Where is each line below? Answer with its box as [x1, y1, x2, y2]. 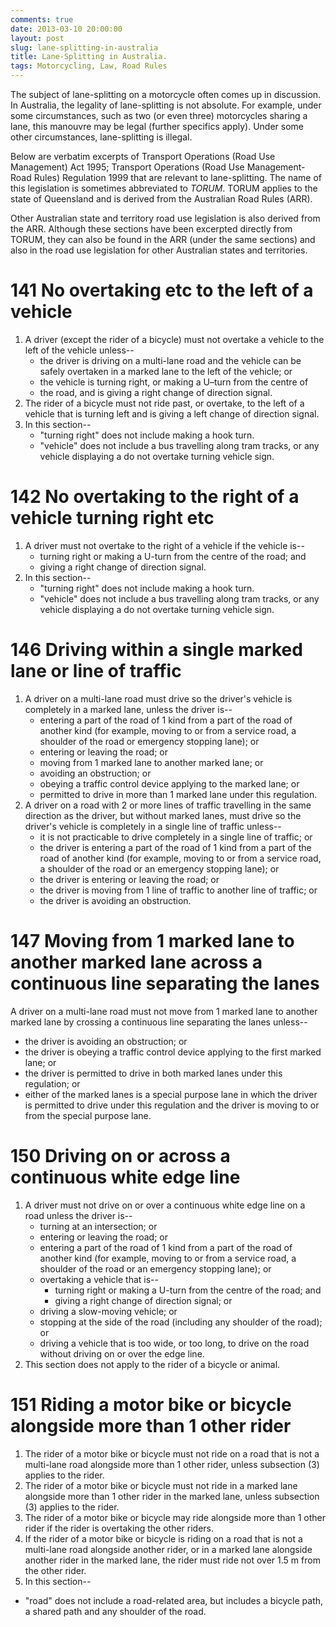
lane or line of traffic [10, 660, 182, 683]
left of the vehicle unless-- [24, 344, 135, 356]
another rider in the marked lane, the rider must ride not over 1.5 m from [24, 1554, 321, 1566]
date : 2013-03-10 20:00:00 [10, 24, 123, 34]
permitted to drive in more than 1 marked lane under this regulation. [39, 788, 318, 800]
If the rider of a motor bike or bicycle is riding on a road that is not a [24, 1532, 303, 1545]
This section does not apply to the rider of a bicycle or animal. [24, 1358, 281, 1370]
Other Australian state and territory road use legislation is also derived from [10, 212, 321, 224]
